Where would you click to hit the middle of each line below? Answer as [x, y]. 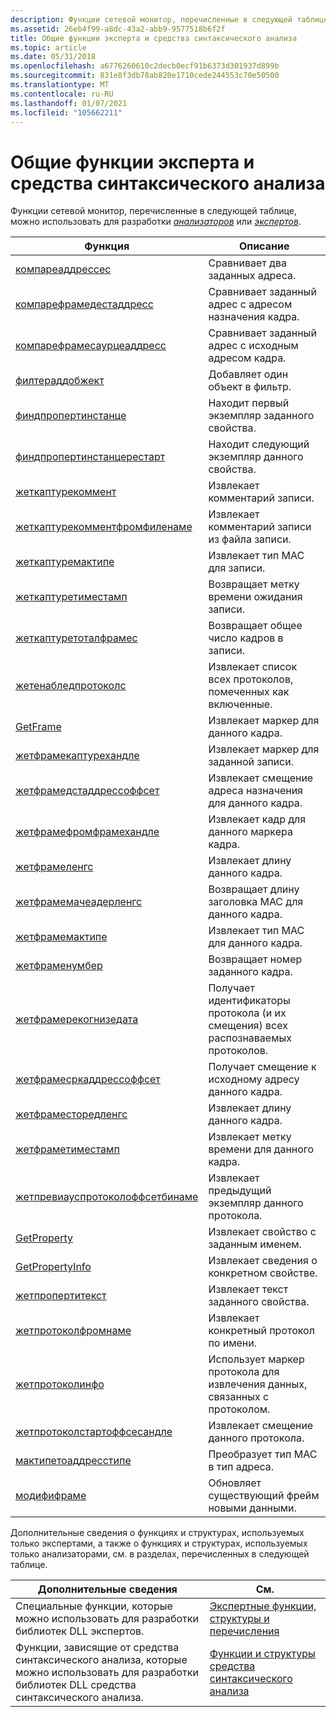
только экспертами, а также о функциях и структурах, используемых [159, 1543]
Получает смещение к [262, 1067]
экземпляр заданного [261, 416]
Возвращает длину [254, 889]
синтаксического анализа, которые [101, 1660]
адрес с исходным [253, 346]
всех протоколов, [251, 679]
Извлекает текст [248, 1289]
